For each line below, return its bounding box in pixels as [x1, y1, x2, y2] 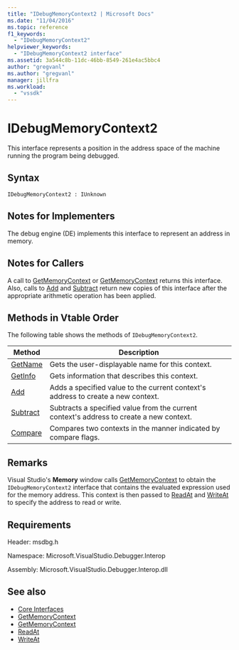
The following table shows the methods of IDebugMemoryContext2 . [7, 331, 198, 339]
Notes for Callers [7, 257, 84, 270]
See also [7, 586, 46, 598]
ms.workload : [7, 83, 46, 90]
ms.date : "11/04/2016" [7, 17, 75, 24]
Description [118, 348, 159, 358]
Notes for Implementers [7, 211, 115, 223]
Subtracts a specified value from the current [49, 403, 198, 413]
